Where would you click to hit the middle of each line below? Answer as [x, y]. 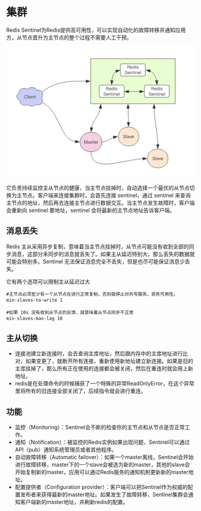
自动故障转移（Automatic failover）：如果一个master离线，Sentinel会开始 [104, 457]
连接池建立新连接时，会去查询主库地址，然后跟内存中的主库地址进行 [99, 354]
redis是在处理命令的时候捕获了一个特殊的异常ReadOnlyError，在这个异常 [104, 384]
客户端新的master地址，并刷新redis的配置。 [74, 502]
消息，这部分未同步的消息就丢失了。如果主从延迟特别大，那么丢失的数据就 [103, 254]
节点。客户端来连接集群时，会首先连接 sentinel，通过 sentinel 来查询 [106, 195]
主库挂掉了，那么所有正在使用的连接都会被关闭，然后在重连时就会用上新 [104, 369]
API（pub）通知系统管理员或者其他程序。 [66, 450]
